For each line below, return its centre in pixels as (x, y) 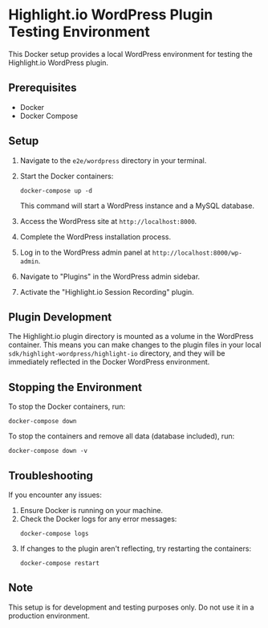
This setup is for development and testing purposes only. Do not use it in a (131, 607)
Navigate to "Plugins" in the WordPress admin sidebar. (110, 276)
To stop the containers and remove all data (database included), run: (122, 436)
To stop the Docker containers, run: (67, 406)
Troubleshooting (51, 475)
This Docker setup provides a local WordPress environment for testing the (130, 54)
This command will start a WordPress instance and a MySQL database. (137, 206)
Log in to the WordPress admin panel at (85, 252)
